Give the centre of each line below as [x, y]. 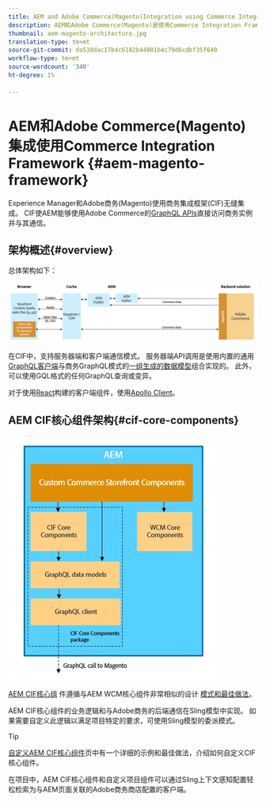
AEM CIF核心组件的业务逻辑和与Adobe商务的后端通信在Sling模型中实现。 [128, 711]
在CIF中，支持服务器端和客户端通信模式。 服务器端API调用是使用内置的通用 [131, 356]
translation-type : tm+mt [49, 42]
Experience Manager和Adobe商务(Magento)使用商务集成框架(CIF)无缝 [123, 203]
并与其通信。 [29, 222]
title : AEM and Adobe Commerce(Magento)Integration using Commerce [122, 17]
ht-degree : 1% [32, 75]
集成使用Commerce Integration [112, 146]
